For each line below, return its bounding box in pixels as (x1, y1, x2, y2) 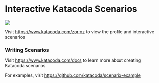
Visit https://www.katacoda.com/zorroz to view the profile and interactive (5, 28, 155, 35)
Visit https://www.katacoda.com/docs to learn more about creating (5, 57, 141, 63)
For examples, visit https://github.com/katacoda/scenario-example (5, 72, 141, 78)
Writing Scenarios (5, 46, 49, 53)
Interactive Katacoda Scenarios (5, 3, 137, 15)
